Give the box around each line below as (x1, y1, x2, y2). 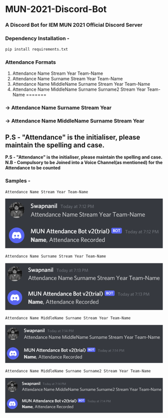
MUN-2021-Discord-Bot (5, 4, 107, 15)
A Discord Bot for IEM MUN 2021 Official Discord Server (5, 22, 143, 29)
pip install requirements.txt (5, 47, 68, 52)
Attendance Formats (5, 59, 56, 66)
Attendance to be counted (5, 165, 61, 171)
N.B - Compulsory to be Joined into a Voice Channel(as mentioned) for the (5, 160, 163, 166)
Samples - (5, 177, 31, 184)
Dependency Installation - (5, 35, 70, 42)
